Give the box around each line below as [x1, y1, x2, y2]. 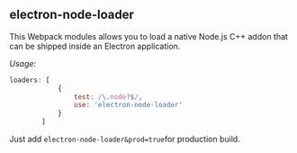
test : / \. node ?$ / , [73, 92, 143, 102]
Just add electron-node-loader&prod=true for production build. [9, 134, 240, 145]
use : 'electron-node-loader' [73, 101, 183, 110]
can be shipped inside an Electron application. [9, 40, 181, 51]
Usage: [9, 58, 37, 68]
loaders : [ [9, 76, 50, 85]
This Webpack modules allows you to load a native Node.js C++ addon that [9, 31, 288, 41]
